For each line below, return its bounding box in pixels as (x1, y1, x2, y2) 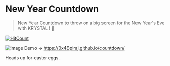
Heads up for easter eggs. (5, 54, 60, 61)
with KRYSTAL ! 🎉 (17, 25, 55, 31)
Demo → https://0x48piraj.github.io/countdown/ (24, 45, 125, 51)
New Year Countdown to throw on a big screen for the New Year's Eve (17, 20, 165, 26)
